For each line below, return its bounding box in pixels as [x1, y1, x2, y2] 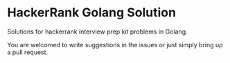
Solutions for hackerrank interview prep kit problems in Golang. [7, 27, 188, 36]
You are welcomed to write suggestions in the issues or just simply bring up [7, 40, 223, 49]
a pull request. [7, 48, 48, 56]
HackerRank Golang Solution [7, 5, 177, 21]
